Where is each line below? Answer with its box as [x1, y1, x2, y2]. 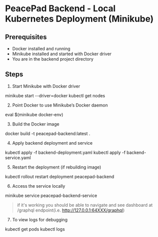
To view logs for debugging [12, 216, 68, 222]
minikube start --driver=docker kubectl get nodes [5, 92, 105, 98]
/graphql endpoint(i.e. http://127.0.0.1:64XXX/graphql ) [17, 207, 125, 213]
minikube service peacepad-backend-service [5, 193, 97, 198]
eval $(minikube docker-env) [5, 111, 64, 117]
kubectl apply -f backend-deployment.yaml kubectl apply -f [5, 150, 126, 155]
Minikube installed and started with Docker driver [12, 51, 112, 57]
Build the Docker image [12, 121, 60, 127]
